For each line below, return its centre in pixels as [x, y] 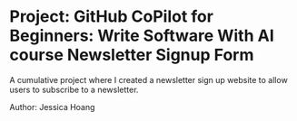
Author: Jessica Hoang [52, 107]
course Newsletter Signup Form [132, 55]
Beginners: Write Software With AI [142, 36]
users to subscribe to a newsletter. [74, 89]
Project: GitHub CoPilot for [111, 17]
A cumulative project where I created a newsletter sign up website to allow [148, 79]
